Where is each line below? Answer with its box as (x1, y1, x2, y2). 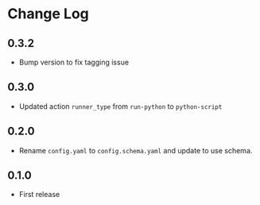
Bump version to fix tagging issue (18, 57, 129, 67)
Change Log (7, 5, 89, 23)
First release (18, 190, 60, 199)
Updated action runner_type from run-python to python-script (18, 101, 223, 111)
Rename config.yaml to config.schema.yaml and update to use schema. (18, 145, 253, 155)
